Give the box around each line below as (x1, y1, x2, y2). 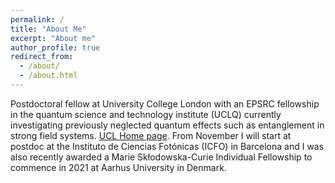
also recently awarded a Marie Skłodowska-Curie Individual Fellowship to (10, 151, 313, 163)
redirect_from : (10, 52, 74, 62)
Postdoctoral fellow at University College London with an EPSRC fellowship (10, 97, 320, 110)
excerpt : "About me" (10, 33, 97, 43)
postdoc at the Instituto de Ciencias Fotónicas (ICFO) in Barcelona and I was (10, 140, 325, 152)
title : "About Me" (10, 24, 87, 34)
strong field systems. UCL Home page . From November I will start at (10, 129, 292, 141)
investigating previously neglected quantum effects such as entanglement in (10, 119, 325, 131)
